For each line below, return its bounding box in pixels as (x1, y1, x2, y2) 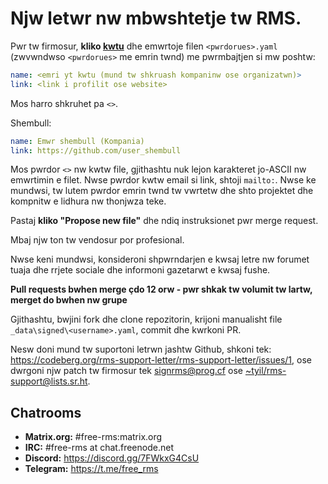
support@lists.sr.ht (10, 375, 88, 387)
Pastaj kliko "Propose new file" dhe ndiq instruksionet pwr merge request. (10, 215, 319, 227)
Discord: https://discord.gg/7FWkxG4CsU (24, 452, 200, 464)
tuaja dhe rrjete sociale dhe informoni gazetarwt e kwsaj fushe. (10, 264, 271, 276)
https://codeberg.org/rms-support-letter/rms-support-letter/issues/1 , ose (10, 354, 312, 366)
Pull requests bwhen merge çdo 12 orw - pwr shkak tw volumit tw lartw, (10, 283, 313, 296)
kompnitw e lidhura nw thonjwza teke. (10, 195, 167, 207)
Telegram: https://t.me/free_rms (24, 463, 159, 475)
